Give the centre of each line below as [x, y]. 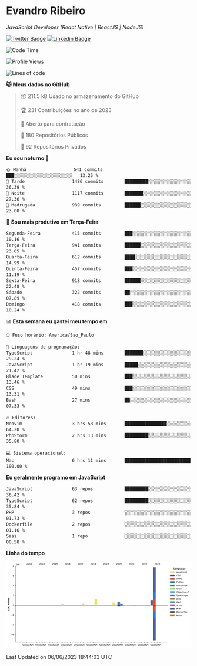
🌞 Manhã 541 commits [54, 169]
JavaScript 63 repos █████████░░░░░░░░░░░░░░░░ [98, 489]
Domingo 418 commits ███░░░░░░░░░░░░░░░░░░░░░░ [98, 304]
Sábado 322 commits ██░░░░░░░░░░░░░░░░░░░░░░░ [98, 292]
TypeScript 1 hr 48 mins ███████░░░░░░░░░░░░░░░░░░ [98, 353]
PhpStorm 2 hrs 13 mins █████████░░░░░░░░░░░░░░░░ [98, 435]
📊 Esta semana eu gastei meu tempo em [57, 321]
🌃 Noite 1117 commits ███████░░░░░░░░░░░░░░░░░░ [98, 193]
